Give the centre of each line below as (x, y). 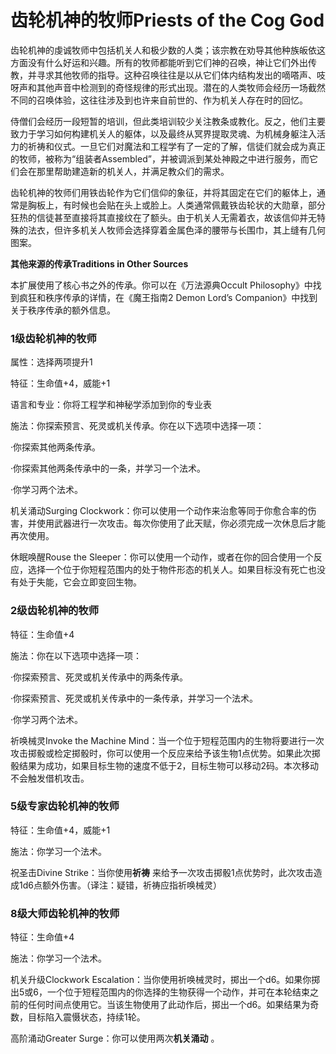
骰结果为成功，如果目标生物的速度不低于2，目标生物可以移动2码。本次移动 (165, 765)
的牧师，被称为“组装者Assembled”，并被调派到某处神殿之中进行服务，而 (160, 158)
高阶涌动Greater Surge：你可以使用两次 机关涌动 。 (115, 1038)
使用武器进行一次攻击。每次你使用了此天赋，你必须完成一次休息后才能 (181, 523)
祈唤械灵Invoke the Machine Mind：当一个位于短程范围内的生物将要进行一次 (167, 740)
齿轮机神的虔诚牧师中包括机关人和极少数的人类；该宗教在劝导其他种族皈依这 (168, 50)
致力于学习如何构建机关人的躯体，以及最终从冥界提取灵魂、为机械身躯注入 (163, 133)
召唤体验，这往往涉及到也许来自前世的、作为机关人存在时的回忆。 (172, 100)
